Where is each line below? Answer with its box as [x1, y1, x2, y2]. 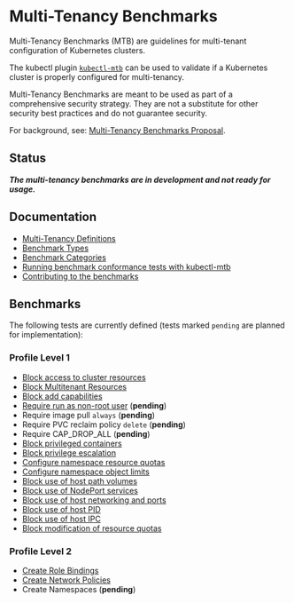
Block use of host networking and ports [21, 495, 166, 505]
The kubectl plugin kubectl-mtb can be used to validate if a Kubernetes [9, 62, 268, 73]
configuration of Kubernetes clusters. [9, 44, 146, 55]
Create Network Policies [21, 575, 111, 585]
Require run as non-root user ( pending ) [21, 400, 167, 410]
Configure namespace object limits [21, 466, 151, 477]
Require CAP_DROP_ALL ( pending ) [21, 428, 151, 439]
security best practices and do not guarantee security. [9, 107, 208, 118]
